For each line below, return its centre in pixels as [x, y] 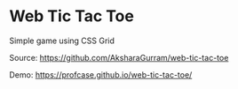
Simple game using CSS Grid [62, 41]
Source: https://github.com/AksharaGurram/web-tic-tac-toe [119, 57]
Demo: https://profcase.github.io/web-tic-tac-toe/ [101, 74]
